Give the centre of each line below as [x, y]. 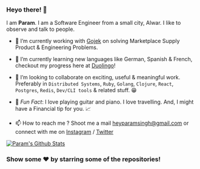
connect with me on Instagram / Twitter [64, 132]
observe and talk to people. [40, 29]
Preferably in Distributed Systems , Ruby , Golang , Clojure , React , [94, 84]
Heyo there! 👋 [27, 10]
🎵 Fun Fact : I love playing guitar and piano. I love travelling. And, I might [104, 102]
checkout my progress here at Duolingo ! [65, 65]
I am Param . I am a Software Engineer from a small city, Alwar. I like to [94, 23]
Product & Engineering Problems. [56, 47]
